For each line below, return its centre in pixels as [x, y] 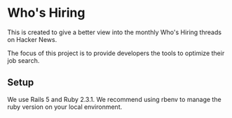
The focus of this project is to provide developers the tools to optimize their [116, 53]
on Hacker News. [32, 39]
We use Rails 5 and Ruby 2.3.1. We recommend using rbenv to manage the [115, 99]
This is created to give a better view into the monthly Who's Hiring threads [115, 32]
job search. [23, 60]
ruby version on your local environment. [65, 107]
